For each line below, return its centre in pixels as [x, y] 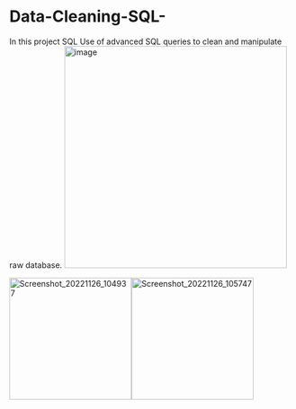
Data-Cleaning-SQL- [88, 17]
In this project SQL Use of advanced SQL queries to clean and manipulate [146, 41]
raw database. [36, 265]
